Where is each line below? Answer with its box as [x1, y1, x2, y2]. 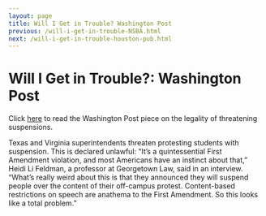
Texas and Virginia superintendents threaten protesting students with [8, 138, 239, 148]
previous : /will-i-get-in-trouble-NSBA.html [8, 27, 161, 35]
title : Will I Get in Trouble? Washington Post [8, 19, 173, 28]
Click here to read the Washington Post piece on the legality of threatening [8, 114, 258, 123]
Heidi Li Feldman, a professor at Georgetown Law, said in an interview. [8, 164, 243, 174]
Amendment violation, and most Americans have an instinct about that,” [8, 155, 248, 165]
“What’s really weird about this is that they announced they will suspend [8, 172, 249, 183]
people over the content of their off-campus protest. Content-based [8, 181, 235, 191]
